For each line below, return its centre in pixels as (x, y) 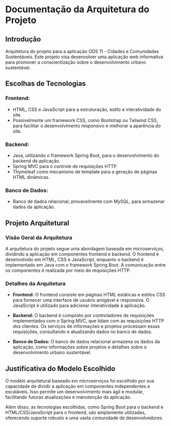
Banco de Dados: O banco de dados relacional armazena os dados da (86, 342)
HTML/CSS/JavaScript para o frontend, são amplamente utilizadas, (76, 413)
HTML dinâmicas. (31, 177)
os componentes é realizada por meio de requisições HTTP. (68, 270)
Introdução (23, 39)
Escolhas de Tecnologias (46, 84)
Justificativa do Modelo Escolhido (60, 369)
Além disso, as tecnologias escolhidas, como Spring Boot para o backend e (84, 407)
